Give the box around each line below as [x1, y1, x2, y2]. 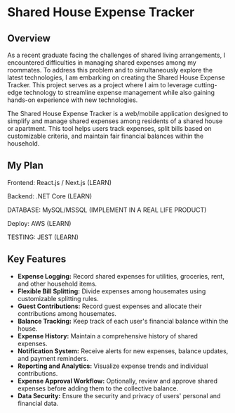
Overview [7, 32, 51, 44]
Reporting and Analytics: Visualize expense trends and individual [17, 362, 208, 370]
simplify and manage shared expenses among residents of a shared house [7, 117, 223, 125]
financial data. [17, 399, 59, 407]
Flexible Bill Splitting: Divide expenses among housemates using [17, 286, 206, 296]
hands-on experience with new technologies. [7, 96, 138, 104]
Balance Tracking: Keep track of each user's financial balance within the [17, 317, 229, 325]
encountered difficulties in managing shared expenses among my [7, 58, 196, 67]
